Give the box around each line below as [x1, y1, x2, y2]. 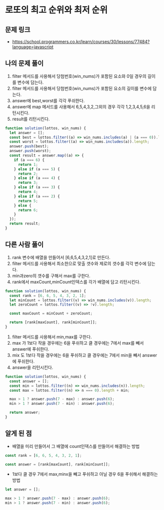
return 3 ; [18, 180, 38, 185]
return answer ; [9, 410, 41, 415]
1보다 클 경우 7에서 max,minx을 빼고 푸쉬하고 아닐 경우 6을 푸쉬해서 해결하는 [12, 471, 158, 477]
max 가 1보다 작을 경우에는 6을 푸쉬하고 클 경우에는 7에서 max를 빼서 [12, 340, 144, 346]
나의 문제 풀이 [5, 59, 44, 67]
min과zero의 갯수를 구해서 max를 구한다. [12, 272, 90, 279]
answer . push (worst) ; [9, 149, 51, 154]
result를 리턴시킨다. [12, 116, 50, 122]
